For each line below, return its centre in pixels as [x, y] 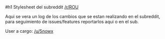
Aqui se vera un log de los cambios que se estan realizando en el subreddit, [83, 16]
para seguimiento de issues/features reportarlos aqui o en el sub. [72, 22]
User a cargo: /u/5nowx [29, 31]
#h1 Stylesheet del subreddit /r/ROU [42, 7]
